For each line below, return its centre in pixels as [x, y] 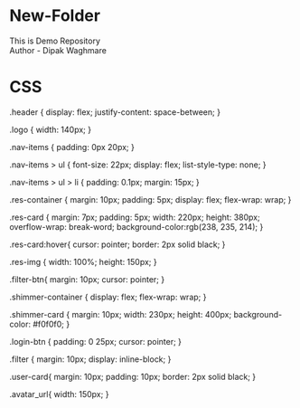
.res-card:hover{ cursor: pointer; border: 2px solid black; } [117, 244]
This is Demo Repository [55, 41]
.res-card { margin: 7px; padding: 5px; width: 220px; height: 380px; [135, 217]
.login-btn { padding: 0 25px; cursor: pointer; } [96, 341]
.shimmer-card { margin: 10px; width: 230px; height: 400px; [121, 314]
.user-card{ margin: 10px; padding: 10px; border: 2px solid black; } [133, 376]
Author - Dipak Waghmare [58, 50]
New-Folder [55, 16]
